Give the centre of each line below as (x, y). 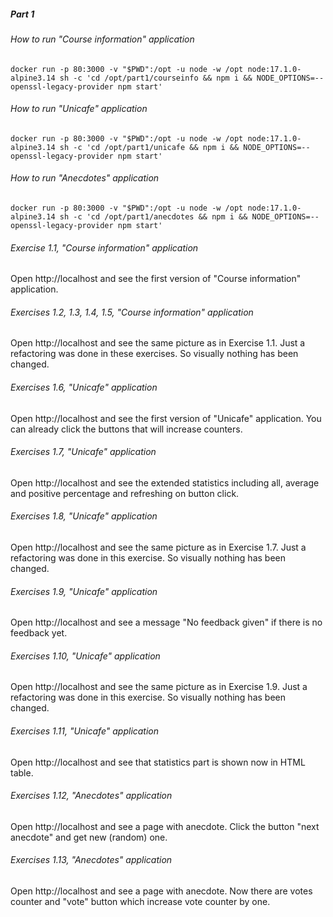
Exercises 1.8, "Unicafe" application (84, 516)
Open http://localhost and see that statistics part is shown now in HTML (158, 762)
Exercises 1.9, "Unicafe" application (84, 591)
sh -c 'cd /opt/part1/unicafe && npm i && (149, 147)
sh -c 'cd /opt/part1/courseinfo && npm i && (156, 78)
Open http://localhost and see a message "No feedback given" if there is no (166, 622)
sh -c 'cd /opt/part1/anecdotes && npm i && (153, 216)
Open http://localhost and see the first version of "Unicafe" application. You (166, 418)
